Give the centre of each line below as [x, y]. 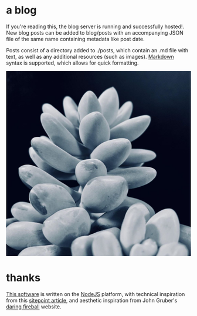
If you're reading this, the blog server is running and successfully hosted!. [95, 26]
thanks [23, 278]
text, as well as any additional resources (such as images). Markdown [90, 56]
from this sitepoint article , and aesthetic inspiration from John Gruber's [92, 300]
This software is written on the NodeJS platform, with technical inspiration [96, 294]
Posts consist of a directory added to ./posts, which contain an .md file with [97, 50]
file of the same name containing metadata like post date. [75, 39]
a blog [21, 10]
